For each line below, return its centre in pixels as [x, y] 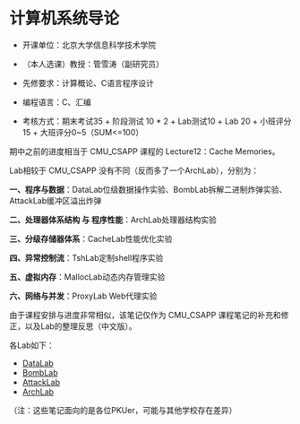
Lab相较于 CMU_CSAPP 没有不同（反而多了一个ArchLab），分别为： [134, 170]
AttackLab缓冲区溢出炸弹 [56, 200]
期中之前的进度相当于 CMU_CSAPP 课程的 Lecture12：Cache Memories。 [145, 151]
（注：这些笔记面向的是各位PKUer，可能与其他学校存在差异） [123, 410]
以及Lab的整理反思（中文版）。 [81, 326]
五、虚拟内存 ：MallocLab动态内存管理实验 [87, 277]
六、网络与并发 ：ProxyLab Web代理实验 [83, 296]
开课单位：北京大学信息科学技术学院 [89, 45]
